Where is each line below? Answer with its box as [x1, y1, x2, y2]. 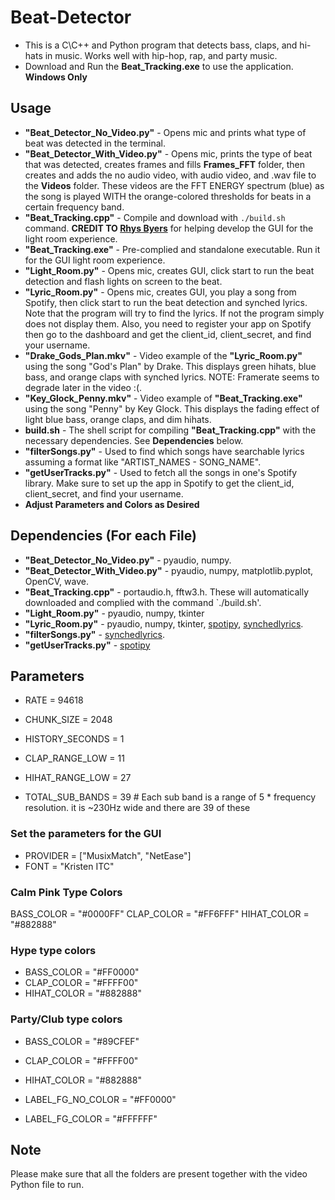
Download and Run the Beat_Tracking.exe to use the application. [24, 60, 294, 72]
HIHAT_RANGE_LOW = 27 [24, 772, 132, 784]
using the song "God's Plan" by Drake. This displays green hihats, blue [24, 360, 317, 372]
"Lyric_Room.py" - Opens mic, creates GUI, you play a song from [24, 286, 297, 298]
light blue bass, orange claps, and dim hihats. [24, 413, 212, 425]
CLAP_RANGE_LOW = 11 [24, 752, 125, 765]
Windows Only [24, 71, 88, 83]
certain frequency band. [24, 201, 125, 213]
